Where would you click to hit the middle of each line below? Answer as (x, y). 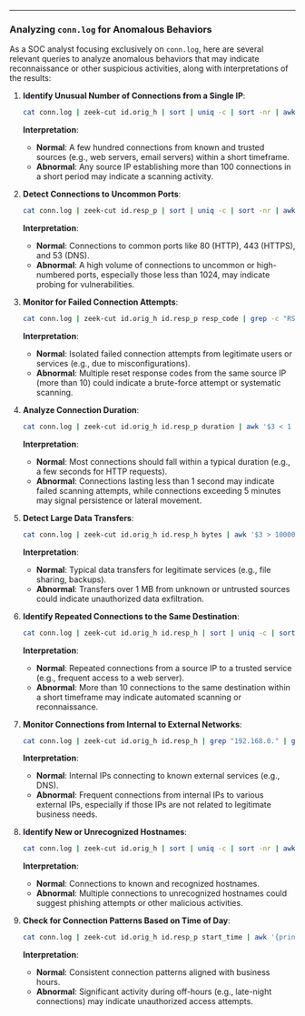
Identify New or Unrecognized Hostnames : (105, 832)
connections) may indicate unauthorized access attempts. (145, 1001)
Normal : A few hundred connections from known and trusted (150, 147)
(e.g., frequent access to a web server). (110, 678)
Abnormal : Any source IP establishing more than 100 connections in (164, 167)
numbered (55, 275)
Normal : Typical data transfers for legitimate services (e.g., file (153, 569)
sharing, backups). (71, 579)
